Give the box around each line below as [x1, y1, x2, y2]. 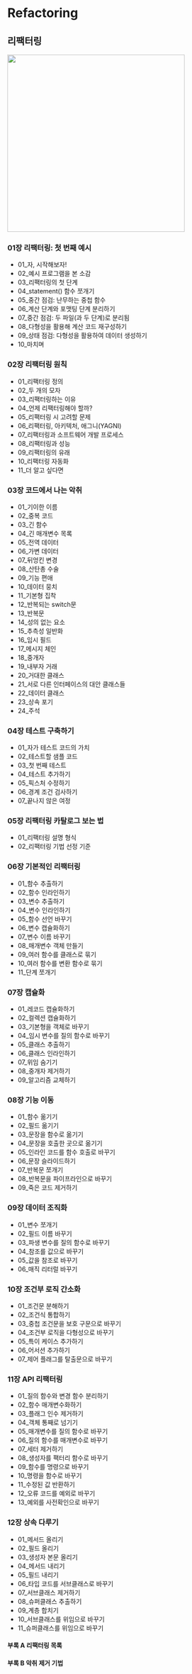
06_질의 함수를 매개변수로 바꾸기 [17, 1436, 108, 1444]
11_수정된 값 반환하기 [17, 1480, 76, 1489]
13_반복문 [17, 608, 45, 618]
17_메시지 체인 [17, 644, 57, 653]
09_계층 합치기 [17, 1606, 59, 1614]
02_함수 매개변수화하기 [17, 1400, 82, 1409]
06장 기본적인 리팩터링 [7, 861, 81, 871]
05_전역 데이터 [17, 537, 59, 547]
